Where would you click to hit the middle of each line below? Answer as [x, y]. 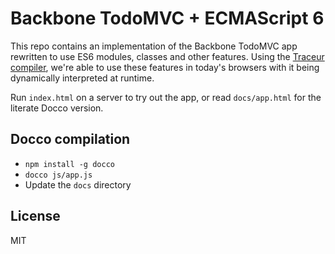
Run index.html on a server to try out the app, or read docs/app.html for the [166, 97]
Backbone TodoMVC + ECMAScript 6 [167, 18]
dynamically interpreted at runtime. [82, 78]
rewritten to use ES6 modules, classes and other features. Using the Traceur [167, 56]
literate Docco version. [57, 108]
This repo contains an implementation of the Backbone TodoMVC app [154, 46]
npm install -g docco [69, 164]
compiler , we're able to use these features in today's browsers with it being [165, 67]
